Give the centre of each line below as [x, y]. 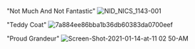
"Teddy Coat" [27, 24]
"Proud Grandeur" [33, 38]
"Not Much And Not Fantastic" [51, 11]
